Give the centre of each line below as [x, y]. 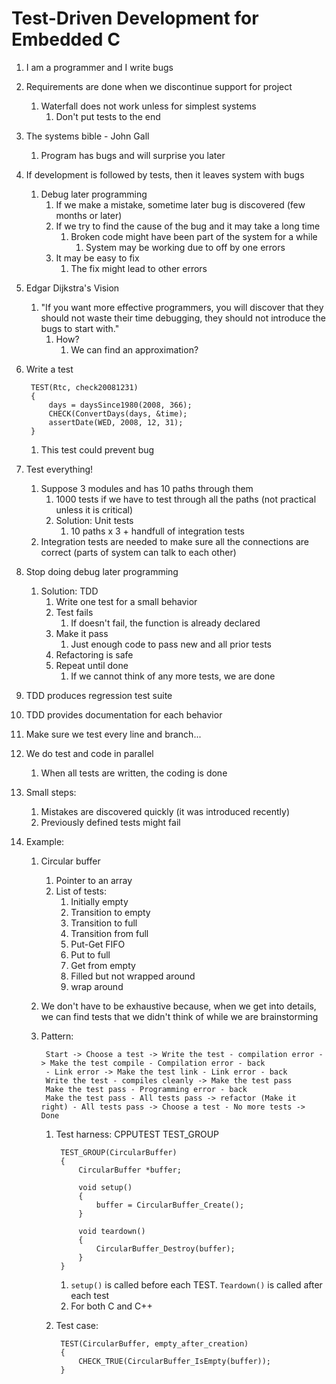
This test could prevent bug [97, 449]
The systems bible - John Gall [87, 136]
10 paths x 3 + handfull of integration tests [157, 531]
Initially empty [99, 901]
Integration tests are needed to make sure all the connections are [174, 541]
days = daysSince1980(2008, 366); [120, 405]
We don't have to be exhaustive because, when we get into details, [178, 1006]
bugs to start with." [80, 328]
